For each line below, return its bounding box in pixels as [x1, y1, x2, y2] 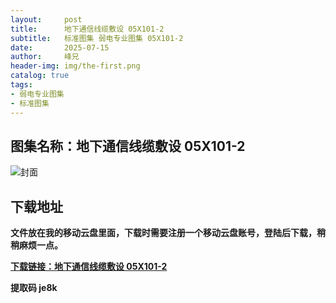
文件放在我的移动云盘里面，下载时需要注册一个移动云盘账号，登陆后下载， [10, 227, 317, 239]
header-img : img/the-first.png [10, 61, 141, 71]
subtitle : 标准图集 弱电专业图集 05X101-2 [10, 33, 184, 43]
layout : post [10, 14, 83, 25]
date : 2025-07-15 [10, 42, 110, 53]
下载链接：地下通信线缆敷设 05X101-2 [10, 261, 168, 273]
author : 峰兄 [10, 52, 80, 62]
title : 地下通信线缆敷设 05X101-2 [10, 24, 165, 34]
